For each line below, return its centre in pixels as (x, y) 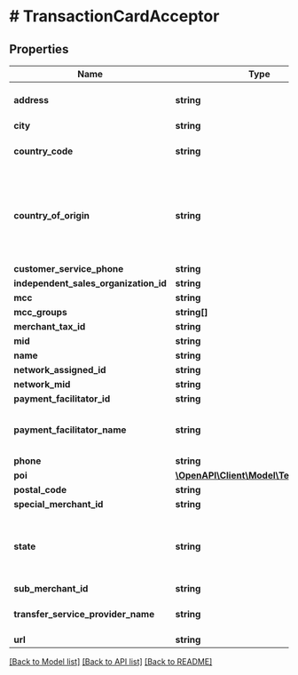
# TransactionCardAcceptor (114, 16)
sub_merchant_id (51, 588)
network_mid (42, 384)
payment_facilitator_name (70, 430)
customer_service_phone (69, 269)
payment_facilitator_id (62, 399)
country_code (43, 151)
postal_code (40, 490)
